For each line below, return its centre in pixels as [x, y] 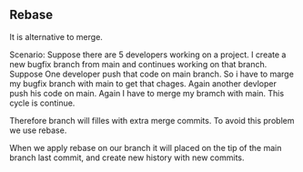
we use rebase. [38, 130]
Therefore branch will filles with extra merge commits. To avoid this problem [152, 120]
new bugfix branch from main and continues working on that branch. [138, 64]
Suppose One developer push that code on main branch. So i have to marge [151, 74]
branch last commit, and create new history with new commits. [127, 157]
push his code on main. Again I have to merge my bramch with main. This [147, 93]
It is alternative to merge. [56, 36]
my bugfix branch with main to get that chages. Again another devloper [143, 83]
